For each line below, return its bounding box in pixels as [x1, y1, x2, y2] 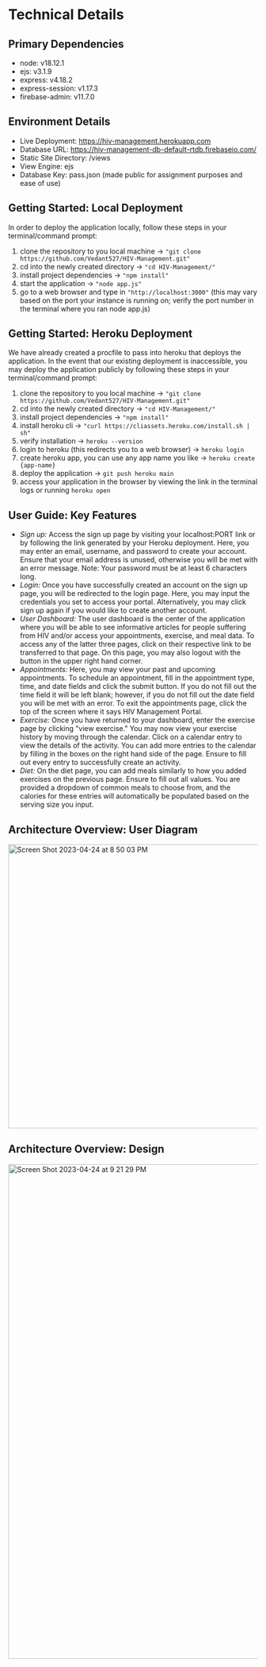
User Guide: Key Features [8, 509, 137, 522]
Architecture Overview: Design [8, 1143, 165, 1156]
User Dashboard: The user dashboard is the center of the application [19, 614, 245, 624]
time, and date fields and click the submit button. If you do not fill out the [19, 682, 257, 691]
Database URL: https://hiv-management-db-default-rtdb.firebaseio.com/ [19, 145, 257, 154]
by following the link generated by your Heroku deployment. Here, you [19, 538, 249, 547]
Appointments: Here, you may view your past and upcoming [19, 665, 216, 675]
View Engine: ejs [19, 161, 74, 171]
